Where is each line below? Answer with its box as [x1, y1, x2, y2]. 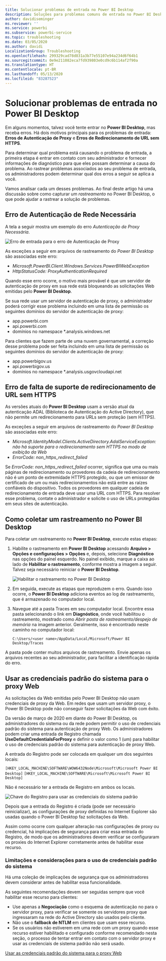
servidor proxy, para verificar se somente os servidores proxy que [12, 909, 147, 915]
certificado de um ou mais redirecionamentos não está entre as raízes [5, 480, 148, 486]
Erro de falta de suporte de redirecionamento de [5, 383, 156, 391]
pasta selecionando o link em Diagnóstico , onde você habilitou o [12, 611, 145, 617]
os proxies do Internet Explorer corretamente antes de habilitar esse [5, 839, 144, 845]
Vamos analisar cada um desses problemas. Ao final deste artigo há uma [5, 185, 153, 191]
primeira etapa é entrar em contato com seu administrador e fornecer [5, 155, 147, 161]
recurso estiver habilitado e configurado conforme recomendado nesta [12, 930, 157, 936]
